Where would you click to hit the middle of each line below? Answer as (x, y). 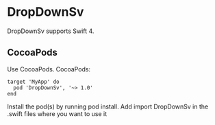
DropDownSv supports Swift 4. (51, 31)
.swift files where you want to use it (57, 113)
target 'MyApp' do (33, 82)
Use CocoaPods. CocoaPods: (49, 69)
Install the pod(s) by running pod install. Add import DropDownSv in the (108, 106)
